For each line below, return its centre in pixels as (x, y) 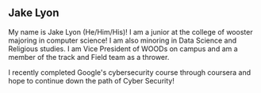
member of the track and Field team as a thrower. (89, 57)
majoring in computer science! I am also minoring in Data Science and (123, 40)
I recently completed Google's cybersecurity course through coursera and (130, 72)
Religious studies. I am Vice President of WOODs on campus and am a (123, 48)
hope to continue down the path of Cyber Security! (91, 80)
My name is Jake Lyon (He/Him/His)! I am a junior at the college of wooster (130, 32)
